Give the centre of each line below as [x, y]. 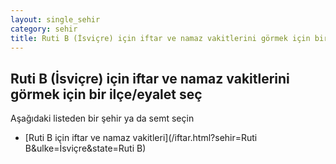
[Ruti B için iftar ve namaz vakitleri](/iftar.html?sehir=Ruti [141, 138]
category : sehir [44, 29]
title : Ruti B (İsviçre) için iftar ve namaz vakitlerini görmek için [160, 38]
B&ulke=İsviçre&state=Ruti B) [85, 148]
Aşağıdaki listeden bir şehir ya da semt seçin [102, 118]
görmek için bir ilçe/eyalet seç [106, 94]
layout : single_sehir [55, 19]
